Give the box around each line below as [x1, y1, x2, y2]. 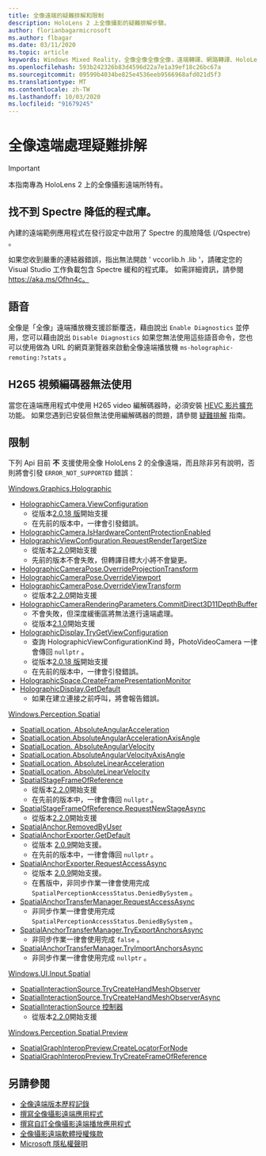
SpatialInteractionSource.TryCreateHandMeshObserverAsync [19, 993, 221, 1002]
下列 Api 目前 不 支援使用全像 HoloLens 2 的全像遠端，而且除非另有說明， [8, 458, 249, 468]
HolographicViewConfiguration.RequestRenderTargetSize [19, 536, 207, 546]
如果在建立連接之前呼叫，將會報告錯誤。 [31, 693, 164, 703]
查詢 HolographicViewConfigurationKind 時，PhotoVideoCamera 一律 [31, 637, 258, 647]
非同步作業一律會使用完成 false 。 [31, 935, 144, 944]
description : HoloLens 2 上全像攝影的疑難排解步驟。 [8, 19, 170, 27]
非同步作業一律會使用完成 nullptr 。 [31, 953, 151, 962]
